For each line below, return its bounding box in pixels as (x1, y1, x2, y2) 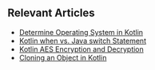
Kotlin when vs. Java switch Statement (18, 36, 147, 45)
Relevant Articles (7, 6, 95, 20)
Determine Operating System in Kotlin (18, 27, 144, 37)
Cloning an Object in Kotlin (18, 52, 107, 62)
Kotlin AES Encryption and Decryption (18, 44, 145, 54)
